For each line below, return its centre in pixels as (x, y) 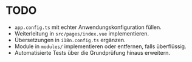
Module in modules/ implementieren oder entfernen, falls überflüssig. (100, 46)
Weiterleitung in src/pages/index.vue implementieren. (82, 33)
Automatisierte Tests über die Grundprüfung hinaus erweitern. (92, 52)
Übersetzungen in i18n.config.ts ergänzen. (70, 40)
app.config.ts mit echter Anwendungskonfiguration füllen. (88, 27)
